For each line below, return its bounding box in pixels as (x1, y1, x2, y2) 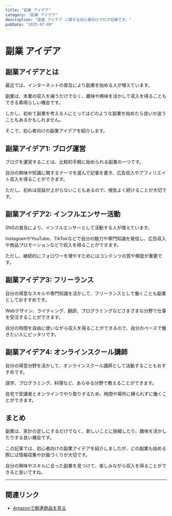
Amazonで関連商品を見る (12, 505, 67, 511)
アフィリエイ (139, 170, 166, 176)
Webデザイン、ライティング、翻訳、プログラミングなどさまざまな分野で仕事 (5, 308, 166, 314)
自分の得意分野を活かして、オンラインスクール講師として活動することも (5, 362, 158, 369)
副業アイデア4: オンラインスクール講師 (5, 348, 128, 357)
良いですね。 (18, 469, 46, 475)
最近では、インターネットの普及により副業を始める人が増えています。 (5, 82, 153, 88)
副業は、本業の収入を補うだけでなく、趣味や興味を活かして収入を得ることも (5, 93, 167, 99)
